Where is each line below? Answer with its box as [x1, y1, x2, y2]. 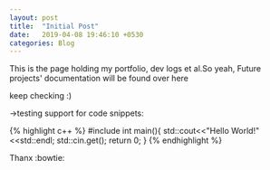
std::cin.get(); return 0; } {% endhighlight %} [56, 135, 223, 146]
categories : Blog [9, 38, 75, 48]
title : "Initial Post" [9, 22, 100, 31]
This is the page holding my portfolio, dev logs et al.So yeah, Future [9, 63, 262, 74]
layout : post [9, 13, 59, 23]
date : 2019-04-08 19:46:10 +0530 [9, 30, 144, 39]
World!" [230, 126, 260, 137]
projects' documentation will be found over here [9, 73, 188, 84]
